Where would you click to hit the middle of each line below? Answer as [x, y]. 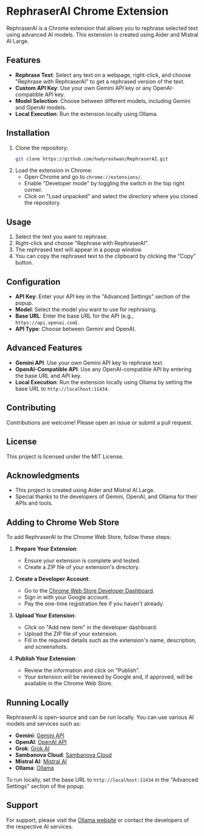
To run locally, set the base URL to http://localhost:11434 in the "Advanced [102, 779]
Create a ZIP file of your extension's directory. [82, 567]
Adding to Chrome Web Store [63, 522]
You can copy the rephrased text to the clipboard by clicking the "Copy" [105, 256]
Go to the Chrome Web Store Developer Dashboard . [89, 591]
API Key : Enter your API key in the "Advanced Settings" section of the [102, 296]
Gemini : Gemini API [40, 735]
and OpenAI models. [41, 107]
